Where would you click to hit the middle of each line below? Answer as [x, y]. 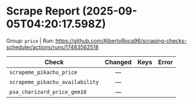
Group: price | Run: [30, 41]
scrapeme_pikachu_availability [54, 82]
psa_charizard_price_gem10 [48, 92]
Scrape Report [43, 11]
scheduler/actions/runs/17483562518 [52, 47]
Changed [118, 62]
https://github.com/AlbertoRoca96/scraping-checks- [121, 41]
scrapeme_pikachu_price [43, 72]
